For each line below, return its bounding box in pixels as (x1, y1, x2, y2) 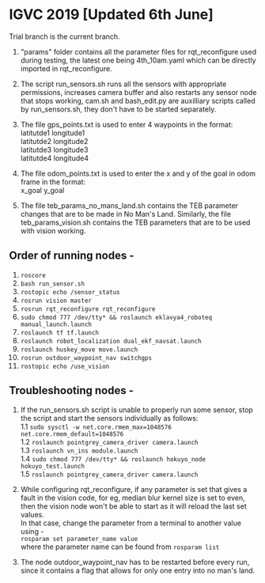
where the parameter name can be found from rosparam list (20, 542, 220, 551)
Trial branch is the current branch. (9, 32, 121, 41)
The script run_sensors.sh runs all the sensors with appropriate (20, 79, 227, 89)
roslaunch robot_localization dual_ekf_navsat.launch (20, 337, 202, 345)
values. (20, 509, 44, 519)
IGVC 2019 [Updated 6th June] (9, 6, 214, 24)
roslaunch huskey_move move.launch (20, 346, 138, 354)
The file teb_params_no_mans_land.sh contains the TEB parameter (20, 200, 239, 210)
